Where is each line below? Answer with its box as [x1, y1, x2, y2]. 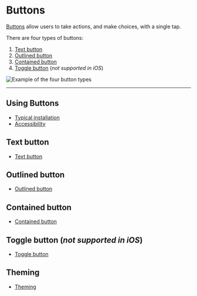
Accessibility [14, 120, 46, 127]
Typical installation [14, 114, 60, 121]
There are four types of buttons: [6, 34, 84, 41]
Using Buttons [6, 98, 59, 109]
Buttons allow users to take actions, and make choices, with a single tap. [6, 23, 182, 30]
